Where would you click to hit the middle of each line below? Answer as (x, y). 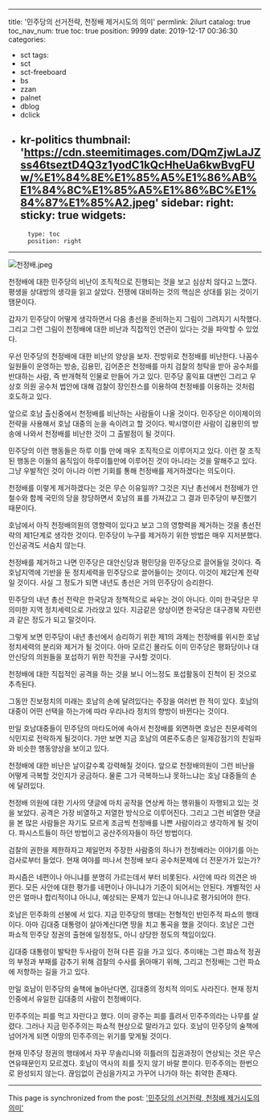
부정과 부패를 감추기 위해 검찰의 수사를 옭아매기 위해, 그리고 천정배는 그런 (131, 961)
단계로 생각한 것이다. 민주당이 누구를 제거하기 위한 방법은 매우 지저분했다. (147, 535)
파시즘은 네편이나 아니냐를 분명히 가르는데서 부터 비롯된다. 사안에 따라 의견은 (129, 877)
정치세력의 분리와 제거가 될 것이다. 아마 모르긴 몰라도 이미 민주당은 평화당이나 (129, 646)
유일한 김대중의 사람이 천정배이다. (89, 999)
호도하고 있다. (30, 396)
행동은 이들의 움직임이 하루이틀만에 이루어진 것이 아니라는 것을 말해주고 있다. (137, 460)
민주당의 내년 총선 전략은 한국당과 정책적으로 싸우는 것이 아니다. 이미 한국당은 (129, 599)
